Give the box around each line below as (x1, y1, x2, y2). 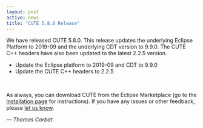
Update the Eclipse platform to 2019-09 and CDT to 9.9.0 (15, 61, 158, 69)
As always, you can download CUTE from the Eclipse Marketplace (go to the (6, 92, 197, 99)
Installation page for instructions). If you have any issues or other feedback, (6, 98, 195, 105)
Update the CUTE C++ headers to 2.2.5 (15, 68, 114, 75)
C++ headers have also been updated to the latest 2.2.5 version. (6, 50, 167, 57)
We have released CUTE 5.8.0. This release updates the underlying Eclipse (6, 37, 193, 44)
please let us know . (6, 104, 55, 112)
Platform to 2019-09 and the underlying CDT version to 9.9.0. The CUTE (6, 43, 186, 50)
